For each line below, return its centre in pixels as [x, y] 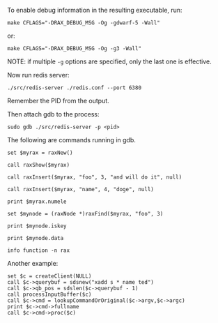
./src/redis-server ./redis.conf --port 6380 [74, 88]
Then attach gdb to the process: [53, 114]
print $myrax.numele [37, 202]
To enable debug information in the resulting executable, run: [95, 10]
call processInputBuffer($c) [49, 294]
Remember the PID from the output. [58, 101]
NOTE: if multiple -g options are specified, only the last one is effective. [109, 61]
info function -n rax [39, 250]
